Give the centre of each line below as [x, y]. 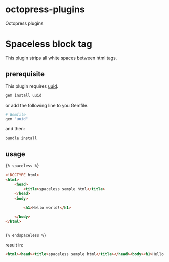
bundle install [21, 138]
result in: [14, 245]
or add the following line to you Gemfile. [47, 105]
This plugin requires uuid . [32, 86]
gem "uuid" [17, 119]
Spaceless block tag [49, 44]
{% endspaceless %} [26, 235]
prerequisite [25, 74]
